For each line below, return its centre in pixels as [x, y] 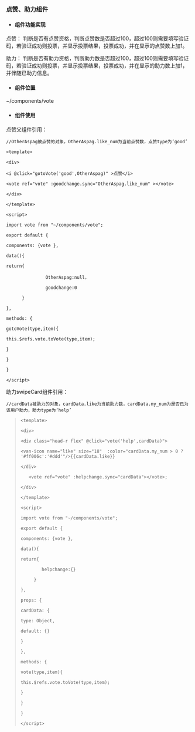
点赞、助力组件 [27, 9]
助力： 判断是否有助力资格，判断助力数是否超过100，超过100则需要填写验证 [97, 58]
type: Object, [37, 620]
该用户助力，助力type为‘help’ [39, 410]
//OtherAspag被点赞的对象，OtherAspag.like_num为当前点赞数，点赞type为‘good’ [97, 141]
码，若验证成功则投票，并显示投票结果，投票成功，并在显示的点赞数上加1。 [97, 46]
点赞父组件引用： [27, 129]
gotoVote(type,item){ [32, 329]
